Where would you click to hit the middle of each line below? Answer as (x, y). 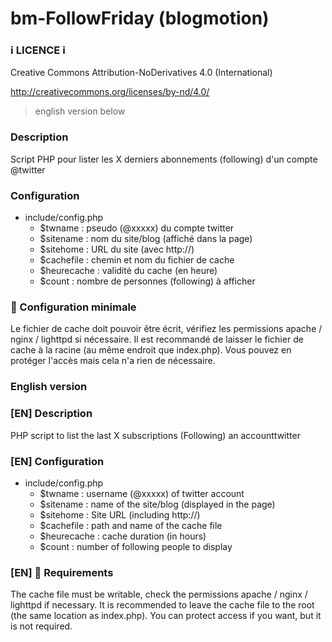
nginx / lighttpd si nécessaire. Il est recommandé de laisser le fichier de (157, 339)
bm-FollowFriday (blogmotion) (140, 18)
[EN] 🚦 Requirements (62, 572)
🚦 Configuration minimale (73, 307)
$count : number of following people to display (136, 546)
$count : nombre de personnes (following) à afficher (147, 281)
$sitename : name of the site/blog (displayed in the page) (157, 504)
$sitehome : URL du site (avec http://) (117, 249)
